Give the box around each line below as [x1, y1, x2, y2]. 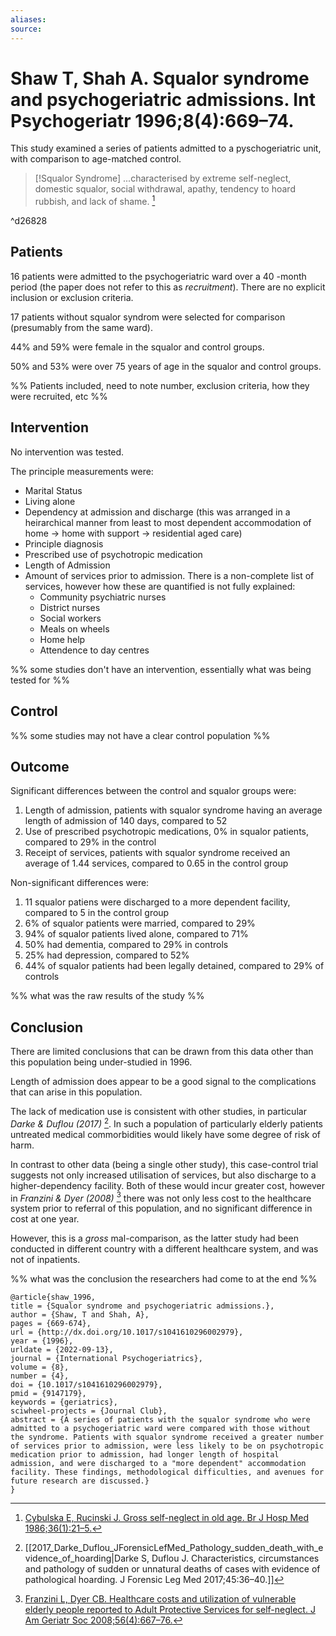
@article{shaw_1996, [10, 1292, 97, 1303]
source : [10, 24, 43, 34]
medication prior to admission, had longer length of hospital [10, 1450, 280, 1460]
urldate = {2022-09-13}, [10, 1345, 114, 1355]
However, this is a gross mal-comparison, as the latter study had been [10, 1232, 299, 1245]
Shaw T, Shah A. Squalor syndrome [10, 67, 310, 90]
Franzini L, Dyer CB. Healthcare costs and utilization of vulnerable [24, 1593, 297, 1605]
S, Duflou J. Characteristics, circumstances [140, 1552, 320, 1565]
